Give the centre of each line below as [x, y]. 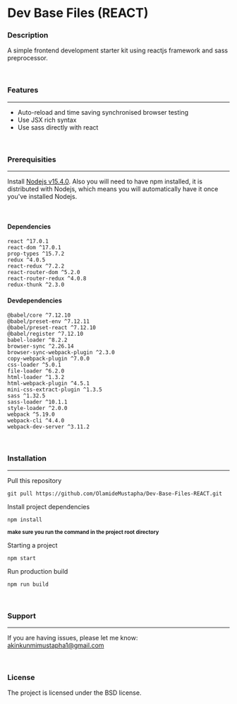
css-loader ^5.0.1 [34, 365]
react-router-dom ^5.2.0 [44, 273]
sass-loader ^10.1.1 [38, 402]
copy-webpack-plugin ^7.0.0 [49, 359]
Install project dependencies [49, 506]
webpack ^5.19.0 [31, 415]
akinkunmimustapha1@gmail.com [56, 645]
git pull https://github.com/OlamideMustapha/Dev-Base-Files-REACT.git [115, 494]
